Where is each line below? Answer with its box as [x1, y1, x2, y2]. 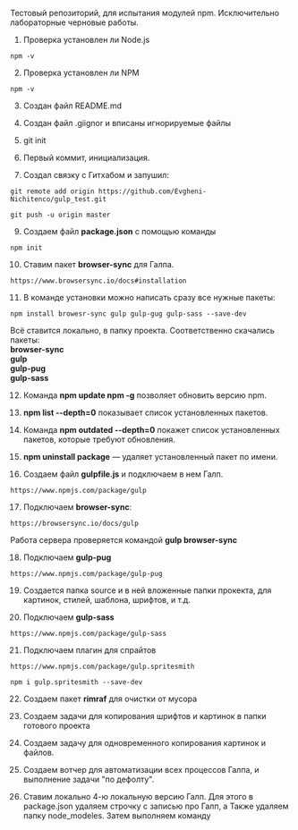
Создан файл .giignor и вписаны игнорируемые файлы [22, 118, 232, 128]
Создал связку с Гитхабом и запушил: [22, 170, 169, 180]
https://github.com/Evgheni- [98, 187, 207, 196]
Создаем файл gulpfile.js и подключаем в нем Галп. [22, 469, 224, 479]
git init [22, 135, 47, 146]
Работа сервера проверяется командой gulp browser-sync [10, 535, 238, 545]
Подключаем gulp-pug [22, 552, 112, 563]
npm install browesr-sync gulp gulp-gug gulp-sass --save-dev [10, 309, 247, 318]
